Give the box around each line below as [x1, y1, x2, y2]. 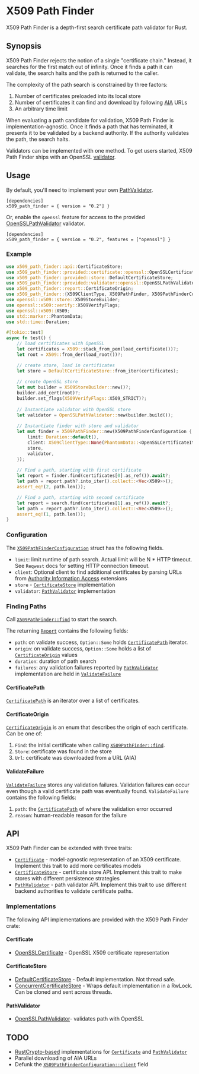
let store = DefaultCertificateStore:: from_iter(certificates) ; [17, 368, 179, 374]
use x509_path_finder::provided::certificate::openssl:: [6, 269, 150, 275]
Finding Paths [6, 602, 47, 610]
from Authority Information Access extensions [14, 574, 127, 582]
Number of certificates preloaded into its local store [14, 92, 141, 99]
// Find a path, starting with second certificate [17, 494, 145, 500]
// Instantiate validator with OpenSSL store [17, 406, 131, 412]
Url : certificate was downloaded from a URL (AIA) [14, 754, 137, 762]
